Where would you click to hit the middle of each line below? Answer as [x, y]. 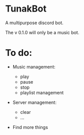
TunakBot [26, 9]
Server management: [34, 102]
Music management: [34, 66]
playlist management [42, 92]
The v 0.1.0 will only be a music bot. [42, 32]
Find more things [30, 127]
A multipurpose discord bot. [34, 23]
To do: [19, 53]
